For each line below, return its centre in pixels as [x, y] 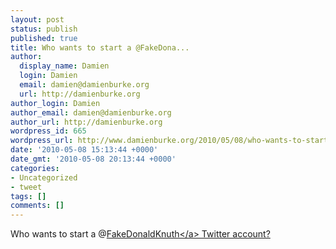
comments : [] [37, 206]
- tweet [26, 187]
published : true [44, 38]
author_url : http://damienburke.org [86, 122]
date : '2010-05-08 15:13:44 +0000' [84, 150]
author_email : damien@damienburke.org [91, 112]
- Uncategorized [44, 177]
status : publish [44, 29]
